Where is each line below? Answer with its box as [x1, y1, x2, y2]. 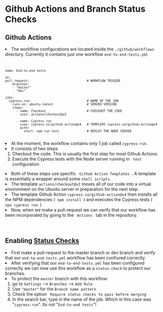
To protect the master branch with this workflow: [11, 275, 108, 281]
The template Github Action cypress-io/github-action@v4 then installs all [11, 191, 158, 197]
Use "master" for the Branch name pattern [12, 286, 97, 291]
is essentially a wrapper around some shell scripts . [5, 176, 111, 182]
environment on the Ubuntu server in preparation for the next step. [5, 186, 139, 192]
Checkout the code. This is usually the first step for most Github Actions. [12, 150, 159, 157]
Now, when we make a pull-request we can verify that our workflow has [11, 207, 156, 213]
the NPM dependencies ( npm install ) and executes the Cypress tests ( [5, 196, 153, 202]
